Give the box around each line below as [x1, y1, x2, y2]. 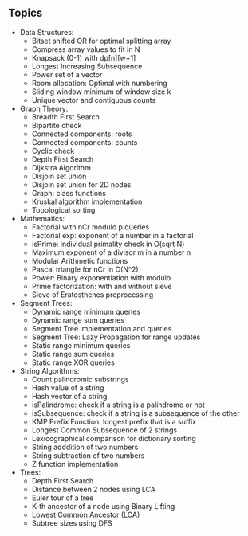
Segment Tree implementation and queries [31, 323, 172, 333]
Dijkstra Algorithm [31, 162, 92, 172]
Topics [8, 6, 43, 20]
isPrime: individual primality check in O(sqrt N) [31, 239, 185, 248]
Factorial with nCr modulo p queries [31, 222, 150, 232]
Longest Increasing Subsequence [31, 61, 143, 71]
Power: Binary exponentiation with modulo [31, 272, 171, 282]
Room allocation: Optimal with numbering [31, 78, 167, 88]
